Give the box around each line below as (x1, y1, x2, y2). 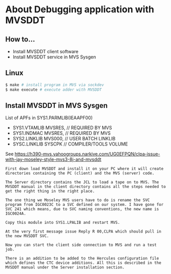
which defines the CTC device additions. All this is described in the (5, 260, 161, 266)
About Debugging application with (5, 4, 155, 15)
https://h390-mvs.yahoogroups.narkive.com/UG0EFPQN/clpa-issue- (14, 151, 160, 157)
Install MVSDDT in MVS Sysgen (5, 101, 108, 110)
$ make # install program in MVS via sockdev (5, 82, 104, 88)
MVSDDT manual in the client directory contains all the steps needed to (5, 184, 166, 189)
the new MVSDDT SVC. (5, 234, 50, 239)
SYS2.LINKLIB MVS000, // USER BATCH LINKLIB (12, 136, 116, 142)
